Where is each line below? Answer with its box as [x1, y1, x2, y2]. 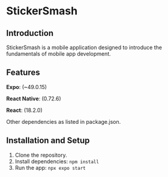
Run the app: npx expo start [14, 164, 86, 171]
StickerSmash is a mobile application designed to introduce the [6, 44, 162, 51]
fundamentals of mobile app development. [6, 50, 111, 57]
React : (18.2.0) [6, 106, 43, 114]
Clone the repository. [14, 151, 67, 158]
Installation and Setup [6, 136, 90, 146]
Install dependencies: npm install [14, 157, 99, 165]
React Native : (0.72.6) [6, 94, 61, 102]
